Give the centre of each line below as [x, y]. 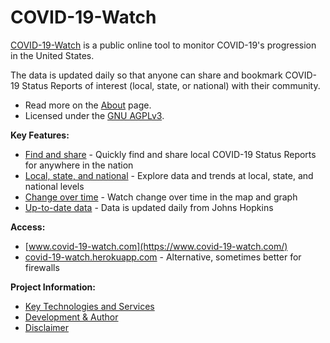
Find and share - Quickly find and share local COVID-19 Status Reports [170, 154]
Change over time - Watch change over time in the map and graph [161, 197]
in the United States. [52, 55]
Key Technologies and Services [89, 306]
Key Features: [40, 135]
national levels [54, 186]
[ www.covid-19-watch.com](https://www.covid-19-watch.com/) [156, 246]
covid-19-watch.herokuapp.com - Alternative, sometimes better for [163, 257]
